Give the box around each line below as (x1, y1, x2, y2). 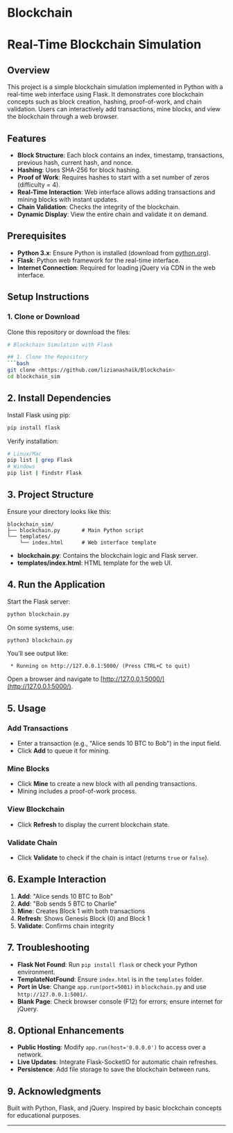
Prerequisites (7, 230, 67, 242)
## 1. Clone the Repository (7, 353, 89, 361)
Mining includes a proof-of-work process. (17, 787, 137, 796)
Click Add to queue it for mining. (17, 746, 110, 755)
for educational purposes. (7, 1111, 81, 1120)
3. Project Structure (7, 489, 94, 501)
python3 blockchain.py (7, 636, 73, 644)
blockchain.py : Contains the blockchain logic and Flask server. (17, 551, 198, 559)
